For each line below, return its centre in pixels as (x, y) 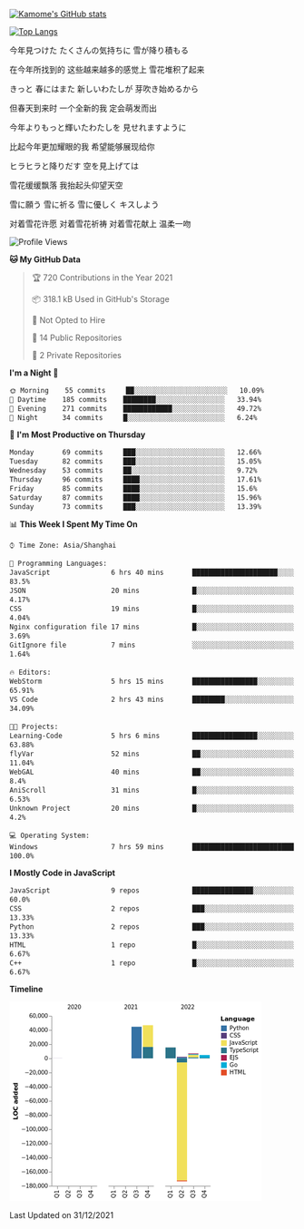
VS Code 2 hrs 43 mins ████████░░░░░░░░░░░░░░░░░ (152, 699)
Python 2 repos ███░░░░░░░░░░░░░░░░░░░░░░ (152, 927)
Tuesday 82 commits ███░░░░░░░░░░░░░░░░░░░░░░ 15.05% (135, 462)
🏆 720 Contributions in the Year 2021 (102, 278)
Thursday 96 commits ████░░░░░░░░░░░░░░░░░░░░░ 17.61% (135, 480)
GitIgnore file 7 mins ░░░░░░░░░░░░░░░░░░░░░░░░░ (152, 645)
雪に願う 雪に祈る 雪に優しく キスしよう (84, 205)
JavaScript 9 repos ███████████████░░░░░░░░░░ (152, 891)
